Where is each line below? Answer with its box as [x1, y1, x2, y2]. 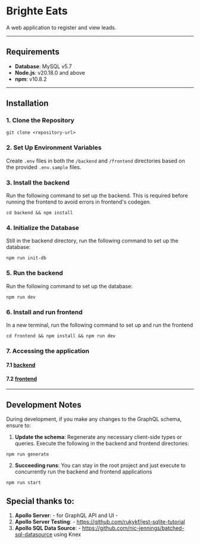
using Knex [53, 531, 82, 538]
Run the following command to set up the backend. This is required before [6, 192, 189, 199]
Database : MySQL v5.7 [14, 63, 73, 70]
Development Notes [6, 400, 82, 410]
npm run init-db [6, 255, 46, 261]
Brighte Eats [6, 4, 68, 18]
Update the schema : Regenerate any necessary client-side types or [14, 434, 182, 441]
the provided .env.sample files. [6, 163, 82, 171]
